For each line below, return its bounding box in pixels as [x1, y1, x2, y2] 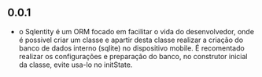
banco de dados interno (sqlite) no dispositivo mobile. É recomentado [18, 43, 245, 53]
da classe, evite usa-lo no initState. [18, 60, 133, 69]
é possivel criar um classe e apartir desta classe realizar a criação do [18, 35, 244, 44]
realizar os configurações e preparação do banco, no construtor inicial [18, 51, 248, 61]
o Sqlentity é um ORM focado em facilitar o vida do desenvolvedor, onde [18, 26, 255, 36]
